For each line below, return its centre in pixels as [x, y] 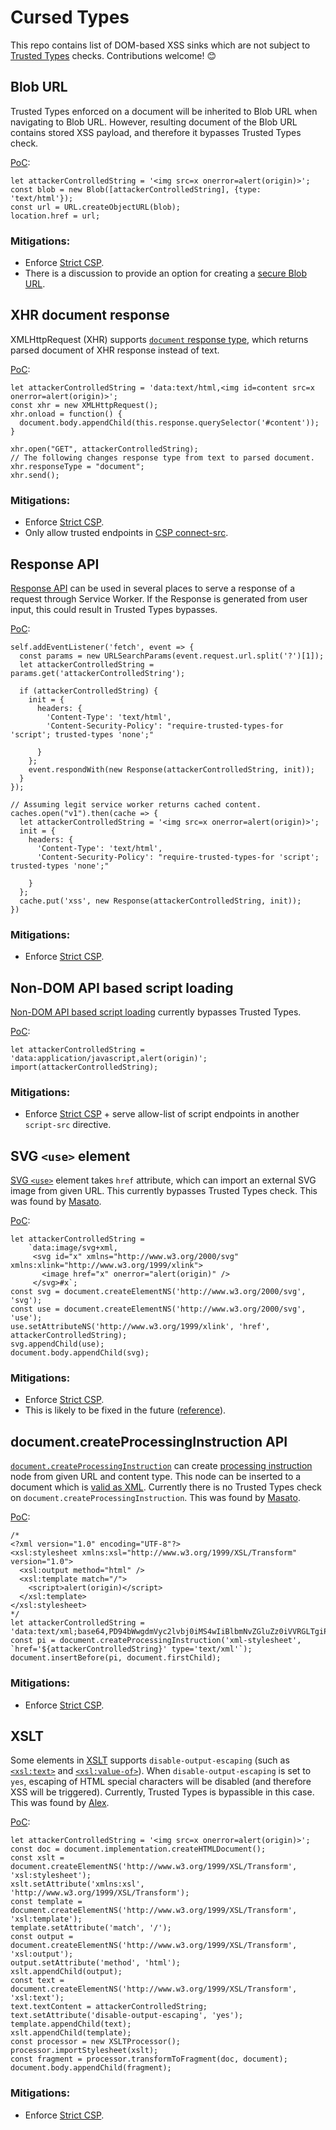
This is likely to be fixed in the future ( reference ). [125, 1410]
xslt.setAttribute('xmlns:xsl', [77, 1884]
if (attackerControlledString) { [89, 691]
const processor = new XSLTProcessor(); [96, 2042]
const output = [42, 1937]
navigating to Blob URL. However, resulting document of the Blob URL [154, 122]
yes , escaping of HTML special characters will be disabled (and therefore [161, 1782]
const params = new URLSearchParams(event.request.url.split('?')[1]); [172, 656]
